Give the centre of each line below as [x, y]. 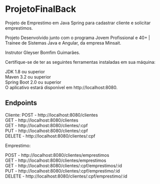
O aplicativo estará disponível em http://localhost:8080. [61, 87]
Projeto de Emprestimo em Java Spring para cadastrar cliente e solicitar [78, 23]
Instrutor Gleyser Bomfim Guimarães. [43, 52]
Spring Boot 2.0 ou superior [33, 82]
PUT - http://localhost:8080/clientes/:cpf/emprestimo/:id [63, 171]
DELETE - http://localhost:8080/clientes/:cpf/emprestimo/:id [66, 176]
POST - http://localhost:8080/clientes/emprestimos [57, 155]
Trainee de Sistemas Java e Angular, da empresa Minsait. [63, 43]
